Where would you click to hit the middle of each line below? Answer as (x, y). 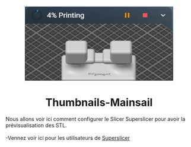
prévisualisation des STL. (36, 125)
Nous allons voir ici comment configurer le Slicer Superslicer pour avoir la (95, 119)
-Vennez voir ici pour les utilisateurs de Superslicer (68, 138)
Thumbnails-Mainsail (99, 103)
